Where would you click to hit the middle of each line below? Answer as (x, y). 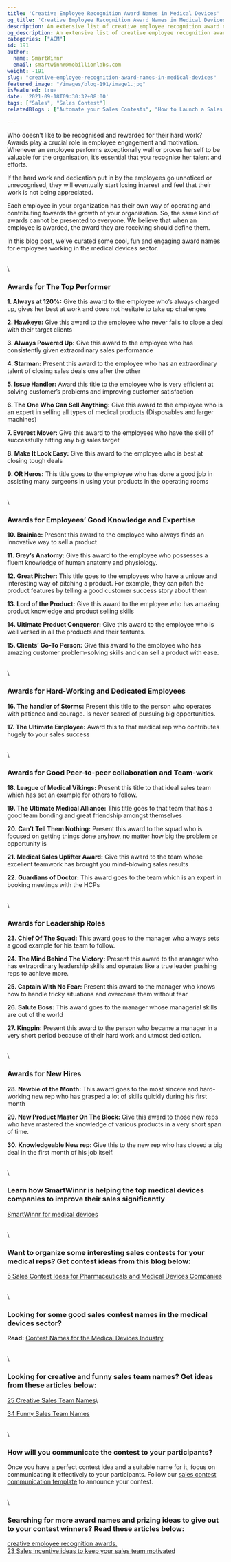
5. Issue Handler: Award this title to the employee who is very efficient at (110, 384)
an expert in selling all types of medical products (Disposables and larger (111, 412)
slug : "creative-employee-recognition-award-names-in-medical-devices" (112, 77)
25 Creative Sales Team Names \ (53, 1400)
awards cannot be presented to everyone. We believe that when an (102, 220)
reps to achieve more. (38, 974)
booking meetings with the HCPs (54, 884)
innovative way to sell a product (52, 542)
